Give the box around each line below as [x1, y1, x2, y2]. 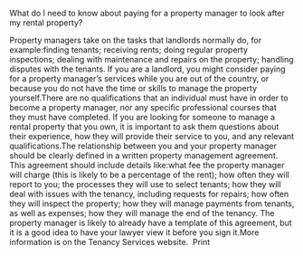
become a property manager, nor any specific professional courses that [9, 102, 278, 112]
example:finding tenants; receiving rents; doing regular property [9, 44, 249, 55]
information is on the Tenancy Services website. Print [9, 237, 211, 247]
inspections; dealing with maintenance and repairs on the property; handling [9, 54, 294, 64]
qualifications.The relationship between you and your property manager [9, 140, 278, 151]
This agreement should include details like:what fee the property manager [9, 160, 285, 170]
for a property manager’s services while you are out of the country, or [9, 73, 270, 84]
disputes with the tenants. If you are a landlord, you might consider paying [9, 63, 287, 74]
